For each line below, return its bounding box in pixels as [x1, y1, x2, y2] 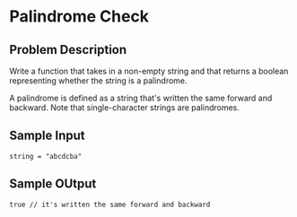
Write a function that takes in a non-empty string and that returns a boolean [9, 65, 289, 76]
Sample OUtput [9, 177, 97, 192]
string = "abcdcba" [9, 152, 83, 161]
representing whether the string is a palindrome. [9, 75, 188, 86]
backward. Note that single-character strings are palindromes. [9, 102, 240, 113]
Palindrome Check [9, 6, 150, 27]
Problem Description [9, 42, 127, 57]
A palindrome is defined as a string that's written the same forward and [9, 92, 273, 103]
